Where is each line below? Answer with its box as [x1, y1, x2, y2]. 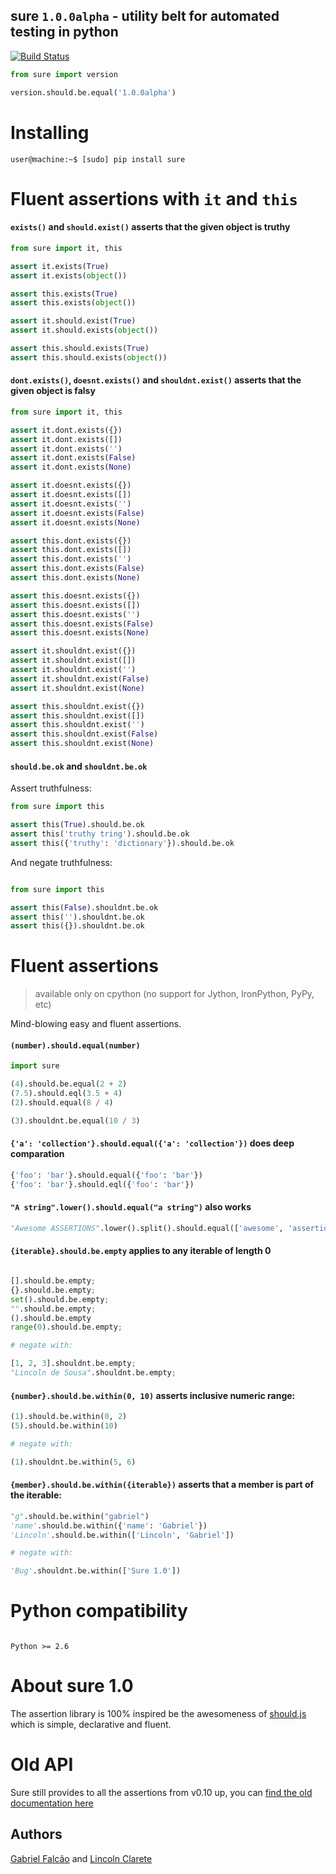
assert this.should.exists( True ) [10, 344, 150, 354]
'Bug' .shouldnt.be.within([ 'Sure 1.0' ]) [10, 1566, 182, 1576]
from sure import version [10, 69, 118, 79]
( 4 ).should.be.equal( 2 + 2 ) [10, 1079, 128, 1089]
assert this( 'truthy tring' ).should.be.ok [10, 829, 190, 839]
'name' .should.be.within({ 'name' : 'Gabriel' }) [10, 1520, 208, 1531]
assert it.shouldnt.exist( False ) [10, 674, 150, 684]
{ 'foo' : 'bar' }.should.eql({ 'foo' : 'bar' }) [10, 1179, 195, 1189]
